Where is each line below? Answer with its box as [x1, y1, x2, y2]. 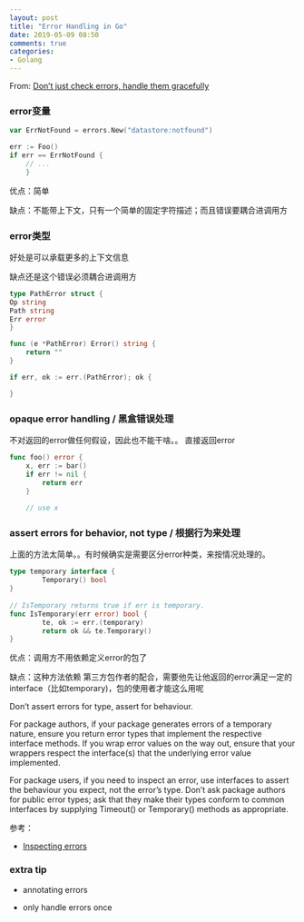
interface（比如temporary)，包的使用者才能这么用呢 [9, 683, 204, 694]
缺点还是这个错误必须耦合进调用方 [9, 271, 137, 282]
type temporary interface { [9, 567, 116, 577]
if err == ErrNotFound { [9, 151, 103, 160]
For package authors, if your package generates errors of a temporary [9, 719, 272, 729]
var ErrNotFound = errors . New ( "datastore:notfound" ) [9, 126, 213, 135]
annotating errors [22, 884, 88, 895]
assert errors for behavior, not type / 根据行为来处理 [9, 527, 240, 540]
